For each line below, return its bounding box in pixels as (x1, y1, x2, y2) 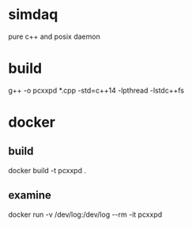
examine (8, 188, 51, 202)
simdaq (8, 6, 58, 24)
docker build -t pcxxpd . (8, 165, 87, 175)
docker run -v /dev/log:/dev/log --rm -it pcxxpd (8, 210, 163, 219)
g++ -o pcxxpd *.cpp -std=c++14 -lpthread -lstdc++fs (8, 85, 184, 95)
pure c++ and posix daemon (8, 32, 100, 41)
